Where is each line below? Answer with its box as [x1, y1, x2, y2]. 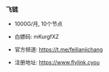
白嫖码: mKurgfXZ [14, 33, 59, 41]
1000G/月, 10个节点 [14, 20, 63, 28]
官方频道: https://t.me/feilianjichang [14, 46, 104, 53]
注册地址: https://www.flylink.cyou [14, 59, 101, 66]
